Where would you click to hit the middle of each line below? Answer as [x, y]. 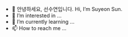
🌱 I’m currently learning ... [43, 22]
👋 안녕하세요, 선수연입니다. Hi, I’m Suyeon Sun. [67, 9]
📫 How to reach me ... [39, 28]
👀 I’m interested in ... [37, 16]
